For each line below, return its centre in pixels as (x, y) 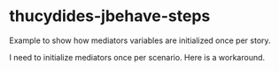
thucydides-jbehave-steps (110, 16)
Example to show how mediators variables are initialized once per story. (140, 40)
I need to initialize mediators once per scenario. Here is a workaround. (137, 57)
